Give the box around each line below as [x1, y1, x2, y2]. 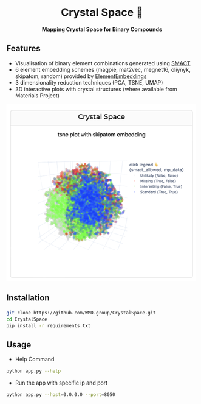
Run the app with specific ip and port [15, 379, 108, 386]
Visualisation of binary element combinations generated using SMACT [15, 59, 191, 66]
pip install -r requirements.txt [6, 322, 91, 328]
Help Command [15, 356, 55, 363]
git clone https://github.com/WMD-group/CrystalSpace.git [6, 310, 156, 316]
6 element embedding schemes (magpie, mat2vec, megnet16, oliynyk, [15, 66, 191, 73]
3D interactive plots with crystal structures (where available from [15, 85, 177, 93]
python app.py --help [6, 368, 61, 374]
